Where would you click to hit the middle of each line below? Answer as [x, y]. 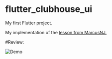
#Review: [15, 42]
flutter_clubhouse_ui [49, 9]
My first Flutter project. [29, 23]
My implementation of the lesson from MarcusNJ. [56, 32]
